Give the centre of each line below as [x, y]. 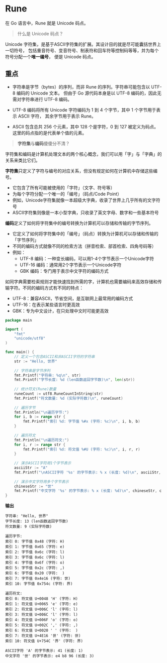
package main [19, 320]
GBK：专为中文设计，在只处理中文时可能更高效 [60, 311]
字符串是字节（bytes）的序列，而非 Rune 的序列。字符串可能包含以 [81, 87]
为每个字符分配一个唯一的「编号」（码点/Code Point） [67, 194]
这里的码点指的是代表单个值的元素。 [49, 133]
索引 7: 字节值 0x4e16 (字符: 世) [38, 579]
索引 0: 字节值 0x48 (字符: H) [35, 542]
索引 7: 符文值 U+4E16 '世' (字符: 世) [43, 636]
